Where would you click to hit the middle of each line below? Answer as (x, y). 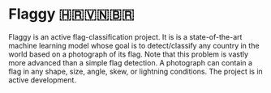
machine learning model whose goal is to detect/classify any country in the (134, 45)
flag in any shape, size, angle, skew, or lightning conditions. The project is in (136, 71)
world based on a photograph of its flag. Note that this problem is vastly (129, 54)
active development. (43, 80)
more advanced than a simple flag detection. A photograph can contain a (131, 62)
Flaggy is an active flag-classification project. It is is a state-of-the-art (125, 36)
